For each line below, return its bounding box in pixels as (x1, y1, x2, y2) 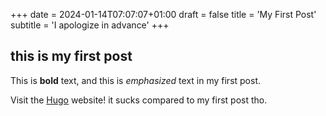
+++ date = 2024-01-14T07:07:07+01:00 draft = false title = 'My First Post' (10, 9, 317, 20)
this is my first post (10, 48, 133, 65)
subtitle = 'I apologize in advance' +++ (10, 19, 170, 31)
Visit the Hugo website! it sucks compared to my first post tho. (10, 94, 268, 106)
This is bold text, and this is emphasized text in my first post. (10, 74, 262, 86)
